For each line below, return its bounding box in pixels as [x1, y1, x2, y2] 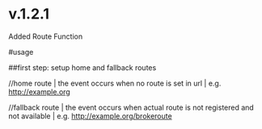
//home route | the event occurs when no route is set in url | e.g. [8, 78, 222, 88]
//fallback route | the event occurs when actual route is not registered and [8, 102, 255, 112]
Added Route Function [8, 31, 83, 41]
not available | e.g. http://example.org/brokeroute [8, 110, 172, 121]
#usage [8, 47, 34, 56]
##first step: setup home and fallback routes [8, 62, 157, 73]
